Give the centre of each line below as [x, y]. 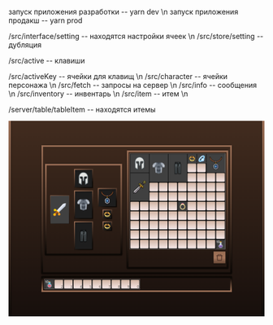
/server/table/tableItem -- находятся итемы [82, 110]
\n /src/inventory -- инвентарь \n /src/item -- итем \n [98, 94]
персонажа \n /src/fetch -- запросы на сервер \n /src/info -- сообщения [133, 85]
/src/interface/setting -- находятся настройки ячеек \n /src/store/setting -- [136, 36]
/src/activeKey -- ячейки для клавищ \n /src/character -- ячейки [118, 76]
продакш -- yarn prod [45, 20]
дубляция [25, 45]
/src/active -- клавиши [47, 61]
